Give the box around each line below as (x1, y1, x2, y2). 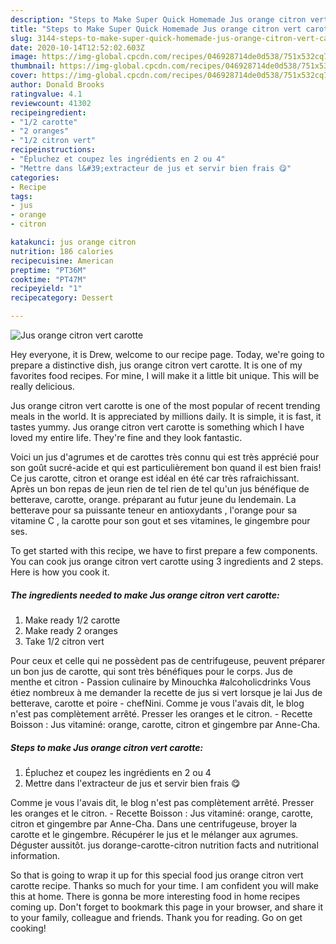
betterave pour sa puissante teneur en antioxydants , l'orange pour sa (10, 504, 298, 516)
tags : (10, 191, 33, 201)
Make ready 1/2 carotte (24, 614, 121, 626)
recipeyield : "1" (10, 284, 83, 294)
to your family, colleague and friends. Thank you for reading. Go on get (10, 911, 303, 923)
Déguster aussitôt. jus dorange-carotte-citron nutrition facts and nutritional (10, 839, 319, 851)
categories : (10, 172, 60, 183)
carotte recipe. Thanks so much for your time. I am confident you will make (10, 879, 319, 891)
